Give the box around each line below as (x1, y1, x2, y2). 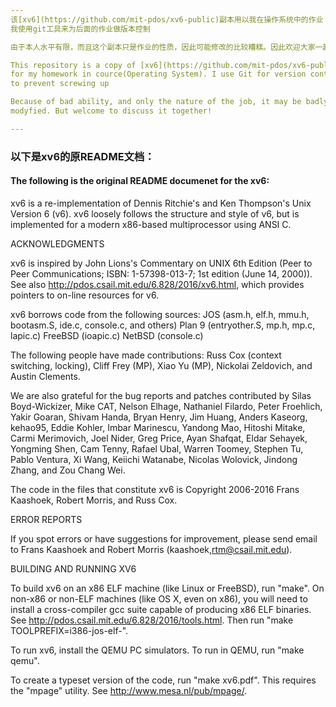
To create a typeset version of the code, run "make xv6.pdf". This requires (10, 674, 317, 686)
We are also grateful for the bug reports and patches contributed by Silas (10, 389, 312, 401)
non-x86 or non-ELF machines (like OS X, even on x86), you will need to (10, 592, 308, 605)
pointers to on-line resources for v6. (10, 289, 160, 301)
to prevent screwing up (10, 79, 110, 89)
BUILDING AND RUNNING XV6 (10, 562, 137, 575)
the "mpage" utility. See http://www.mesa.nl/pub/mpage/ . (10, 684, 248, 696)
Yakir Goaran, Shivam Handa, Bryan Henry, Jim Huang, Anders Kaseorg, (10, 411, 308, 423)
